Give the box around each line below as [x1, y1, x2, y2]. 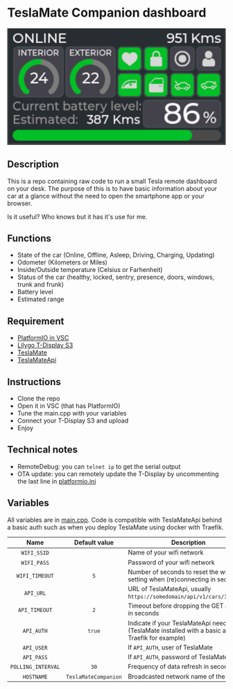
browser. [7, 199, 33, 207]
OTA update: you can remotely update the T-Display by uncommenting [17, 470, 219, 478]
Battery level [17, 288, 53, 296]
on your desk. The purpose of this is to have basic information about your [7, 184, 217, 192]
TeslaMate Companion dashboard [7, 5, 207, 21]
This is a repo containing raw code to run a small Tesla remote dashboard [7, 177, 217, 185]
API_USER [22, 644, 48, 652]
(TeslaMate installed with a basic [128, 626, 221, 634]
